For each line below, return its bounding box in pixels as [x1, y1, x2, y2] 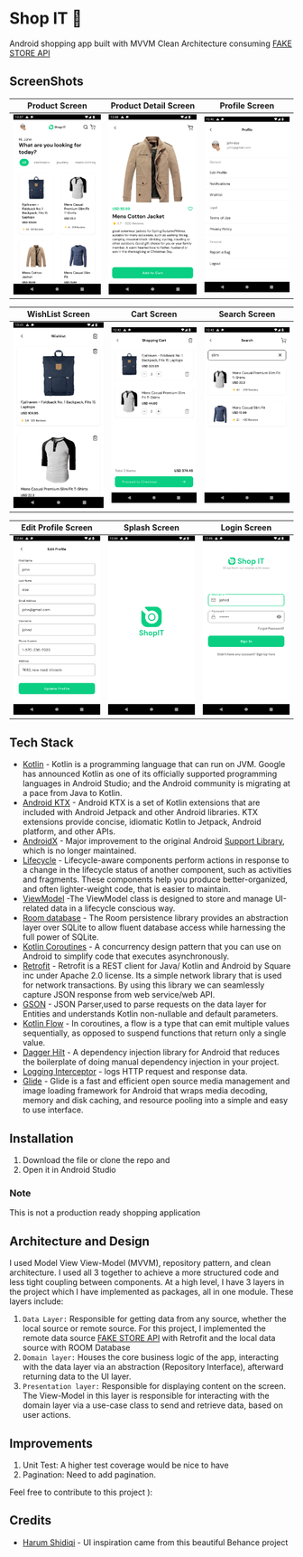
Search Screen [218, 309, 276, 320]
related [22, 903, 50, 914]
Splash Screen [123, 522, 180, 533]
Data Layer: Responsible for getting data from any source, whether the [22, 1314, 287, 1325]
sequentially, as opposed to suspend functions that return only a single [22, 1027, 287, 1038]
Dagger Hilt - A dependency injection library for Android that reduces [22, 1047, 280, 1058]
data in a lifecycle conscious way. [50, 903, 176, 914]
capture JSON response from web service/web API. [22, 990, 216, 1000]
